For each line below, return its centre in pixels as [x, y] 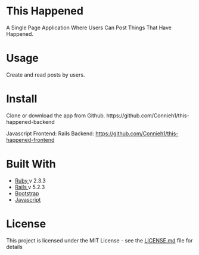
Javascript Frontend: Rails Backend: [50, 133]
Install [22, 99]
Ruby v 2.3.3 [30, 180]
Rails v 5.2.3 [30, 187]
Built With [31, 164]
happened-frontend [30, 139]
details [14, 247]
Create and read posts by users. [46, 75]
